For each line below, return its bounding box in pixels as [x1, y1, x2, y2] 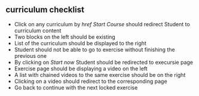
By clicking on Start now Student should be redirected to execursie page [14, 58, 194, 66]
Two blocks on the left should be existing [14, 33, 116, 41]
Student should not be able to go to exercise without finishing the [14, 46, 175, 53]
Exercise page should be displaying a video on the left [14, 65, 148, 72]
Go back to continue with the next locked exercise [14, 83, 138, 91]
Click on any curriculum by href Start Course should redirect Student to [14, 20, 191, 27]
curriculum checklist [5, 5, 85, 15]
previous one [14, 52, 47, 59]
